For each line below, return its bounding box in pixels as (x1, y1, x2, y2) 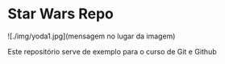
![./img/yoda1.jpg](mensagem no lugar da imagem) (7, 31, 176, 41)
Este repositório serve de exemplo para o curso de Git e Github (7, 46, 217, 56)
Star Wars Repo (7, 5, 114, 23)
